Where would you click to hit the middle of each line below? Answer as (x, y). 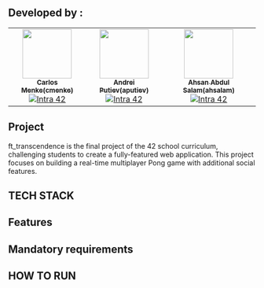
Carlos (47, 82)
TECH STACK (41, 196)
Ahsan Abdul (209, 82)
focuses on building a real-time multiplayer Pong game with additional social (132, 162)
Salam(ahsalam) (209, 90)
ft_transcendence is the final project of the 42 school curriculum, (113, 146)
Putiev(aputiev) (124, 90)
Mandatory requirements (71, 249)
